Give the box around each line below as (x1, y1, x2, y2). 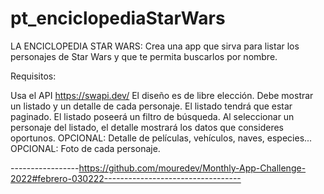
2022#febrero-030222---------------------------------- (10, 172, 242, 184)
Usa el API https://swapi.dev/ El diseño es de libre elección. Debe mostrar (10, 89, 314, 101)
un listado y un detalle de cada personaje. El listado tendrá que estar (10, 100, 293, 112)
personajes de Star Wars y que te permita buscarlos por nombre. (10, 50, 278, 62)
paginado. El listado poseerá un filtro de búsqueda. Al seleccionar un (10, 110, 295, 122)
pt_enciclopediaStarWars (10, 7, 226, 30)
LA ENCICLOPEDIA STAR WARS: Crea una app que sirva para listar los (10, 40, 300, 52)
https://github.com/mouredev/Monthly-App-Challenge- (78, 162, 307, 174)
